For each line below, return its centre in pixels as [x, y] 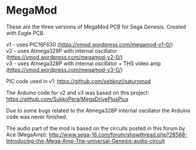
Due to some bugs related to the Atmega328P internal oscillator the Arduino [98, 110]
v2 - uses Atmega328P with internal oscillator [62, 50]
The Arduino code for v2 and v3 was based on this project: [78, 92]
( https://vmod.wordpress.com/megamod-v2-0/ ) [64, 57]
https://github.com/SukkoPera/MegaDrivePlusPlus [67, 99]
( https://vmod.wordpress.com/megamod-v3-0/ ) [64, 69]
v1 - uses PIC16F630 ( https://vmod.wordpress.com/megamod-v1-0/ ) [89, 44]
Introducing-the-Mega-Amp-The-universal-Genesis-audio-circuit [86, 141]
